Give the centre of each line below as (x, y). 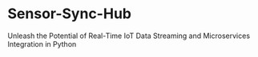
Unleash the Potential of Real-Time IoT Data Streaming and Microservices (129, 36)
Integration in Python (42, 44)
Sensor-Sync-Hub (69, 14)
